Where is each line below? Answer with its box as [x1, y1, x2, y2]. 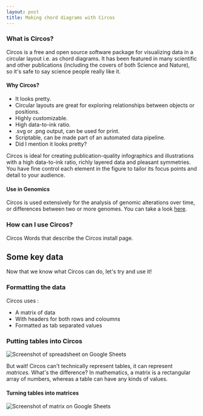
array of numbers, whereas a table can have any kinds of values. [6, 375, 168, 383]
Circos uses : [6, 297, 39, 304]
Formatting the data [6, 283, 66, 292]
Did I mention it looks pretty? [15, 140, 87, 148]
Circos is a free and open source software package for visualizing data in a [6, 48, 194, 55]
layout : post [6, 9, 39, 15]
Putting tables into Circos [6, 336, 83, 345]
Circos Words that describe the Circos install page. [6, 234, 133, 242]
